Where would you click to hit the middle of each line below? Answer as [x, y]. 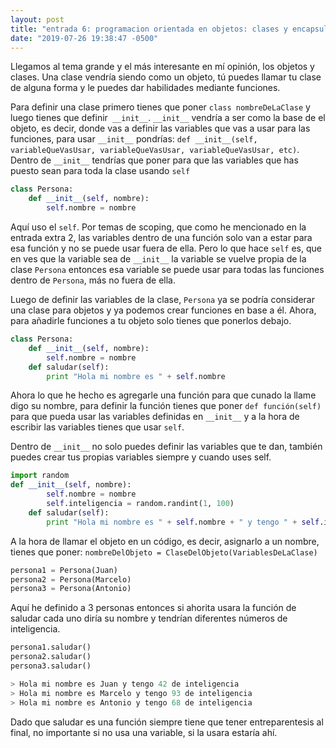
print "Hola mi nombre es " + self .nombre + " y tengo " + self [183, 522]
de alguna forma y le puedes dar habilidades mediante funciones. [145, 88]
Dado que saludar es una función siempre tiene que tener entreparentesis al [167, 722]
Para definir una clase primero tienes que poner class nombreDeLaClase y [160, 107]
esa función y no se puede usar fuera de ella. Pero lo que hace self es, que [166, 248]
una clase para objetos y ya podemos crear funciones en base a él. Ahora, [163, 310]
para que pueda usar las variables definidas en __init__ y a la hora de [155, 417]
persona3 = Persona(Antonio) [71, 589]
